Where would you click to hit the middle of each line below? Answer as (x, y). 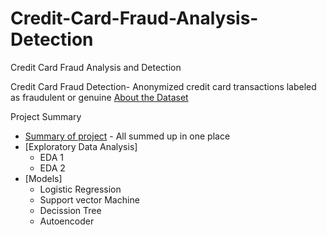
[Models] (43, 178)
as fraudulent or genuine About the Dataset (99, 97)
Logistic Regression (80, 189)
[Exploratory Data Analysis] (81, 146)
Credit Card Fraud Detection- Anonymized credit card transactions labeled (163, 86)
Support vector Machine (89, 199)
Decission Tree (70, 210)
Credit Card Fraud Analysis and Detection (96, 67)
